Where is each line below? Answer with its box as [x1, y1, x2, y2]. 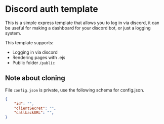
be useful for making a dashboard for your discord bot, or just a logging [5, 25, 151, 31]
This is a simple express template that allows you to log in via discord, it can [5, 20, 160, 26]
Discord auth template [5, 3, 98, 15]
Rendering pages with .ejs [12, 54, 66, 60]
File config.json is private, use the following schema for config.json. [5, 87, 145, 93]
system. [5, 30, 21, 36]
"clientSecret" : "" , [14, 106, 56, 111]
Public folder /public [12, 60, 55, 65]
